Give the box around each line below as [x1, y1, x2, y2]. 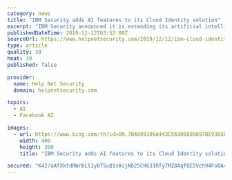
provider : [7, 74, 36, 81]
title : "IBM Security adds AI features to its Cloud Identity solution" [7, 17, 221, 23]
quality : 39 [7, 49, 41, 56]
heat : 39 [7, 55, 32, 62]
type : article [7, 42, 48, 49]
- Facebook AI [13, 112, 54, 119]
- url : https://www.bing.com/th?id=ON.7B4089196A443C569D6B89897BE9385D [13, 130, 227, 138]
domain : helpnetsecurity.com [13, 87, 97, 94]
